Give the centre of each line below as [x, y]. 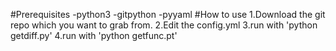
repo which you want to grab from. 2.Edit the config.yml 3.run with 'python [164, 25]
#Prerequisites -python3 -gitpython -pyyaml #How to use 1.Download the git [168, 14]
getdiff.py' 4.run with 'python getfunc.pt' [94, 35]
